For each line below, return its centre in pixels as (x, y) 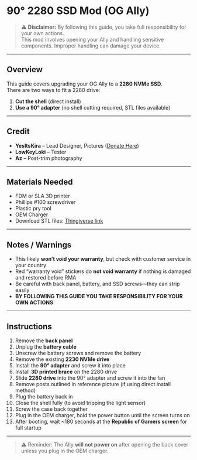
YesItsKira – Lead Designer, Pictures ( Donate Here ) (77, 145)
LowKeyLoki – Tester (41, 152)
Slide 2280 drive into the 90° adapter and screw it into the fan (90, 378)
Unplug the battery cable (46, 347)
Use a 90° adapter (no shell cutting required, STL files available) (93, 107)
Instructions (29, 326)
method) (25, 390)
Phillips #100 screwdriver (45, 202)
